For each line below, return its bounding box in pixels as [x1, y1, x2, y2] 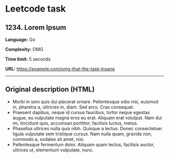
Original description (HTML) [5, 85, 95, 94]
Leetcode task [5, 3, 66, 15]
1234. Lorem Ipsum [5, 23, 66, 32]
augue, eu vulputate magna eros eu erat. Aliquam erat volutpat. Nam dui [12, 115, 162, 121]
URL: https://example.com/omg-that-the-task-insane [5, 66, 115, 72]
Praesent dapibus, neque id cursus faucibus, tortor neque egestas [12, 109, 150, 115]
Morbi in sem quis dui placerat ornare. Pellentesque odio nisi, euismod [12, 98, 158, 104]
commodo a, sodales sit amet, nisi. [12, 136, 84, 142]
